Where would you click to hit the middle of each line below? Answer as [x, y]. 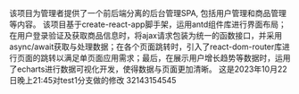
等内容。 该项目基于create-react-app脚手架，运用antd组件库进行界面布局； [148, 24]
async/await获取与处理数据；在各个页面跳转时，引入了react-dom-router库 [146, 47]
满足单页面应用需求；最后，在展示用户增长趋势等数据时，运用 [177, 58]
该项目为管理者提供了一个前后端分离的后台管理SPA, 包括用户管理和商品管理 [148, 13]
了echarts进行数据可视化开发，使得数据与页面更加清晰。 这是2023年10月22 [148, 69]
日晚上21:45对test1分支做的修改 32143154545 [93, 80]
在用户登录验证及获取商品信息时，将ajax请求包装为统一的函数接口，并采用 [146, 35]
